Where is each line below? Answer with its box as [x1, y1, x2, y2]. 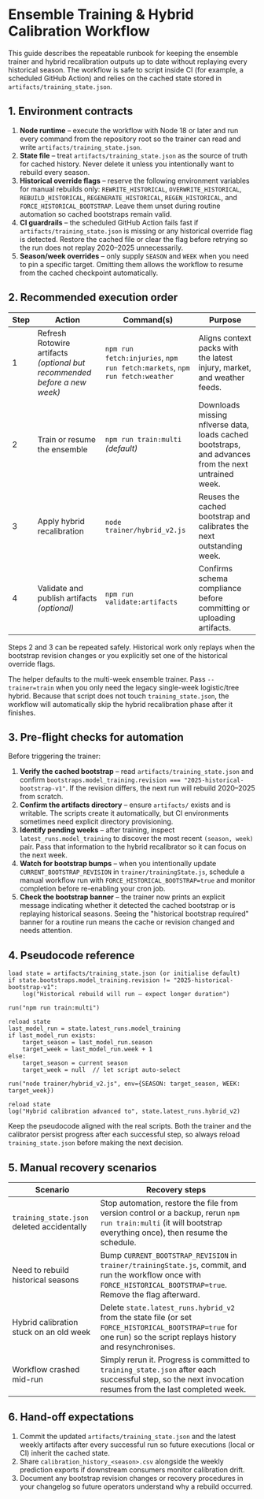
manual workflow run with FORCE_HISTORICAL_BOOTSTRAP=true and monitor [19, 876, 255, 885]
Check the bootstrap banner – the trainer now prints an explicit [19, 892, 225, 902]
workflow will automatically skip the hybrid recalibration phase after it [8, 699, 233, 709]
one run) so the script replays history [100, 1332, 237, 1342]
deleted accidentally [12, 1222, 87, 1232]
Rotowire [37, 337, 71, 348]
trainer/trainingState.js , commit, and [100, 1259, 247, 1270]
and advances [198, 448, 251, 459]
